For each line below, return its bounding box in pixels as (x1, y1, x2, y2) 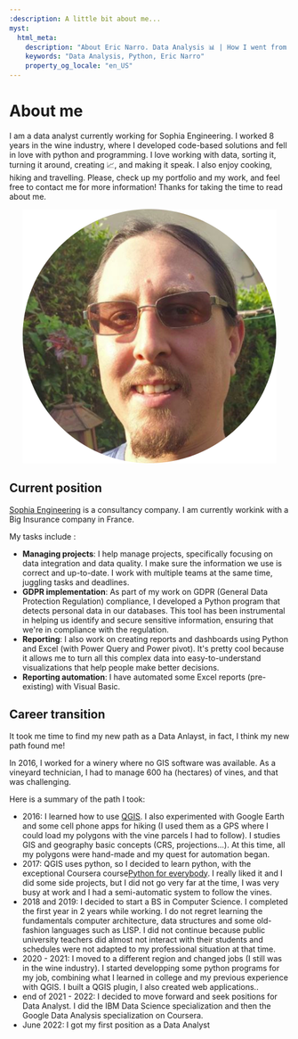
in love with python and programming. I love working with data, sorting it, (9, 149, 277, 160)
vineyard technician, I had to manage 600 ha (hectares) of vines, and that (9, 767, 278, 778)
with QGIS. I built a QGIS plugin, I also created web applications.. (21, 981, 260, 992)
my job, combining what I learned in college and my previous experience (21, 972, 289, 983)
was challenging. (9, 776, 71, 787)
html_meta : (17, 33, 58, 42)
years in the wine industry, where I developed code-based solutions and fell (9, 139, 287, 151)
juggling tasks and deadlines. (21, 576, 130, 588)
